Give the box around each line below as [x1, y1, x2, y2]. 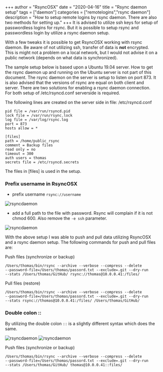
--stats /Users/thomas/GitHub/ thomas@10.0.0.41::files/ [5, 362, 123, 367]
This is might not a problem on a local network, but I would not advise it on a [5, 50, 158, 55]
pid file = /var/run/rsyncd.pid [5, 109, 70, 114]
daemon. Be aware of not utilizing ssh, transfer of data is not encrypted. [5, 45, 149, 50]
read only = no [5, 147, 36, 152]
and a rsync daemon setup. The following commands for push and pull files [5, 239, 156, 245]
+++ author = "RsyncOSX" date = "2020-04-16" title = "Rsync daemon [5, 4, 147, 10]
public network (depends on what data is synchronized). [5, 55, 118, 60]
